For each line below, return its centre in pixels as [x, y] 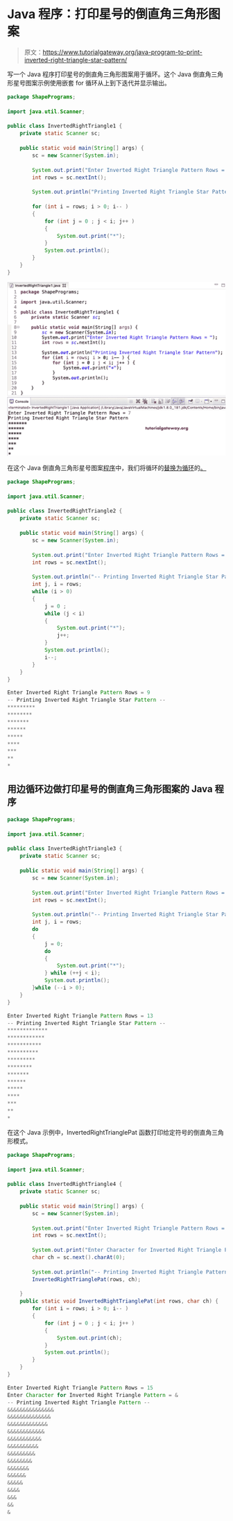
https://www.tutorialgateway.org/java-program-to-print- [122, 52]
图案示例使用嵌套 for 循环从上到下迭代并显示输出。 [98, 83]
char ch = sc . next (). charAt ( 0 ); [79, 1257]
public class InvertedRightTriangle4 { [65, 1184]
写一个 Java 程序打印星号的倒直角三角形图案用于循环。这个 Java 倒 [103, 74]
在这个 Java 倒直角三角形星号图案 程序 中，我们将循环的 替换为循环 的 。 [107, 467]
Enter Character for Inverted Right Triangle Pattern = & [93, 1395]
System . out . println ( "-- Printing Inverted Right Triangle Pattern [130, 1272]
